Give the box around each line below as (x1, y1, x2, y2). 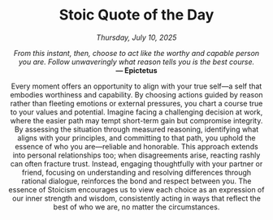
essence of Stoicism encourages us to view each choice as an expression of (8, 184, 265, 194)
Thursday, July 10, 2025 (96, 32, 177, 42)
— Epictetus (115, 65, 158, 75)
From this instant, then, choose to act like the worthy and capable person (13, 48, 260, 58)
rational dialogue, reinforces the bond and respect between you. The (21, 176, 252, 186)
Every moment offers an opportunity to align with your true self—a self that (11, 81, 262, 91)
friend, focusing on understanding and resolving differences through (21, 167, 252, 177)
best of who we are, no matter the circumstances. (53, 201, 220, 212)
